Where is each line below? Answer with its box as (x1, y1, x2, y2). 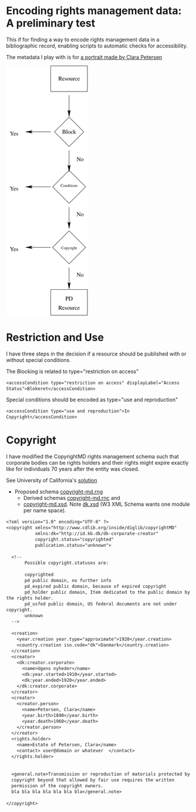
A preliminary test (6, 16, 96, 30)
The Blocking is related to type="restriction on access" (6, 368, 139, 375)
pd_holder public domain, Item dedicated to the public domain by (24, 589, 191, 595)
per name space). (23, 506, 66, 514)
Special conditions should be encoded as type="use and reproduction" (6, 396, 178, 403)
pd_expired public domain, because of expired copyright (24, 583, 167, 589)
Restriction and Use (6, 331, 104, 344)
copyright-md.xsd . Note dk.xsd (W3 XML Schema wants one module (23, 500, 190, 507)
